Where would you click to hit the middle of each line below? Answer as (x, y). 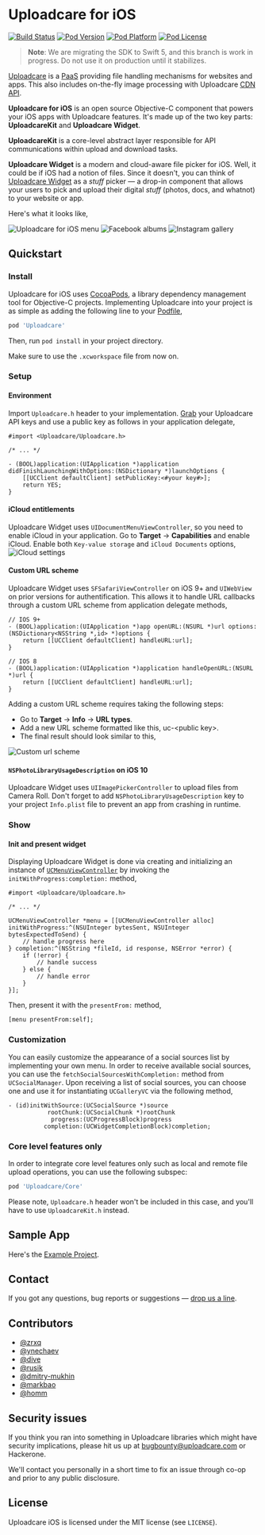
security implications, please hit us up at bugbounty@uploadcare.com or (127, 1446)
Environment (30, 396)
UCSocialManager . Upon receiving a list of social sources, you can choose (127, 1082)
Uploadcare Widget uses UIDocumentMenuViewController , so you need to (126, 527)
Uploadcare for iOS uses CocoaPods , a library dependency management (127, 294)
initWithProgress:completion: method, (73, 878)
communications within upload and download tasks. (93, 149)
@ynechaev (39, 1351)
